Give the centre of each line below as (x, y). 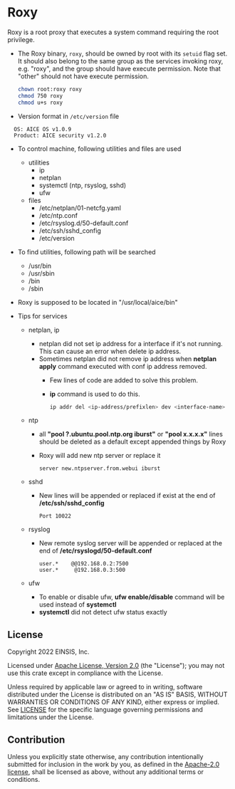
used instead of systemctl (78, 605)
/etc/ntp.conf (58, 215)
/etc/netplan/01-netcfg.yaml (80, 208)
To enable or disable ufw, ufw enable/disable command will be (132, 597)
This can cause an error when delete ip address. (110, 351)
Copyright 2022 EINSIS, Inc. (48, 652)
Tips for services (42, 316)
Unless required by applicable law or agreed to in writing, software (105, 687)
